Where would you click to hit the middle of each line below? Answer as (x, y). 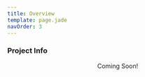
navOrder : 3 (25, 26)
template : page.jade (37, 20)
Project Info (27, 51)
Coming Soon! (118, 66)
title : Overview (31, 14)
